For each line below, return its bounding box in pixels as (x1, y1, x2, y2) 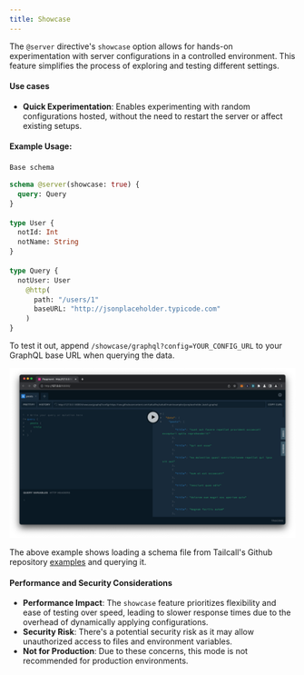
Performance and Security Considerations (9, 577, 172, 588)
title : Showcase (9, 15, 71, 24)
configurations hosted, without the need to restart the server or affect (22, 110, 283, 122)
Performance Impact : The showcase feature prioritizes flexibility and (22, 598, 277, 609)
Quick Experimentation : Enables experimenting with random (22, 101, 251, 112)
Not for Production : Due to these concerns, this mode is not (22, 646, 248, 657)
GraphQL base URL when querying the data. (9, 350, 175, 361)
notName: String (17, 237, 79, 247)
